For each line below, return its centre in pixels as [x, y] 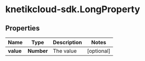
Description [67, 42]
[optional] [99, 51]
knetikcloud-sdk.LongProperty [73, 9]
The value [65, 51]
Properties [23, 28]
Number [38, 51]
